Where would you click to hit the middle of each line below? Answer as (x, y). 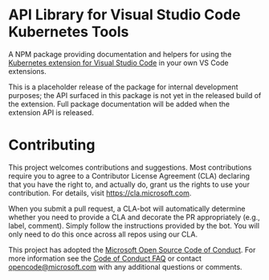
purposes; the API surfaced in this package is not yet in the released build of (135, 95)
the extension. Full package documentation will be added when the (119, 104)
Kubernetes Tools (69, 32)
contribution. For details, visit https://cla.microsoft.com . (100, 193)
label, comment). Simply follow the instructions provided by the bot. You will (134, 225)
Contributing (52, 145)
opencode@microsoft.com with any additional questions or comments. (125, 266)
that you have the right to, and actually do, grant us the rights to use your (129, 184)
